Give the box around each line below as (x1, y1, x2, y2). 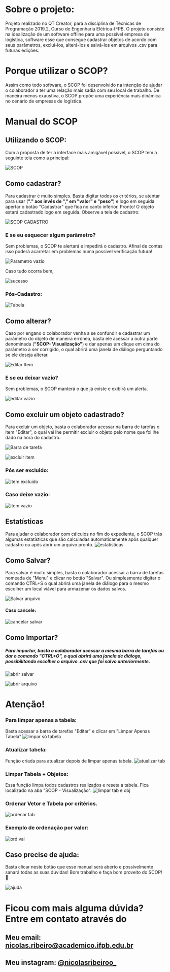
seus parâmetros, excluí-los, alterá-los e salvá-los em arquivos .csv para (5, 42, 157, 48)
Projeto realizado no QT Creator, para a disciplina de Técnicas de (5, 20, 141, 26)
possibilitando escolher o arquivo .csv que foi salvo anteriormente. (5, 658, 151, 664)
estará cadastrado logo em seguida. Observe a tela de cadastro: (5, 209, 140, 215)
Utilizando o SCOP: (5, 136, 67, 145)
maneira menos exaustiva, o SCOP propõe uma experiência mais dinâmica (5, 92, 161, 98)
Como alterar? (5, 317, 52, 325)
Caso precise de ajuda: (5, 851, 80, 859)
